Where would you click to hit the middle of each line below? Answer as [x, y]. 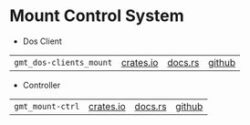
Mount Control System [97, 16]
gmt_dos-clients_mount [63, 62]
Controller [42, 85]
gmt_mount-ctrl [47, 106]
